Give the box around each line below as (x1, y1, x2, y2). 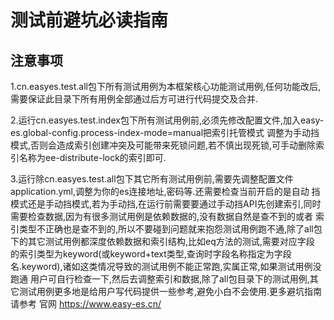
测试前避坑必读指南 (10, 9, 169, 32)
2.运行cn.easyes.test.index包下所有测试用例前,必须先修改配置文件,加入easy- (10, 114, 325, 126)
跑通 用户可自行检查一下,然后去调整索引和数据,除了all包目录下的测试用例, (10, 273, 310, 285)
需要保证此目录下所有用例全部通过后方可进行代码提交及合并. (10, 93, 259, 105)
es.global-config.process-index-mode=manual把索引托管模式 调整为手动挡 (10, 127, 320, 138)
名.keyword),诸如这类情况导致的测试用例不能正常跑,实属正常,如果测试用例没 (10, 261, 322, 272)
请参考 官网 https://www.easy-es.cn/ (10, 298, 162, 310)
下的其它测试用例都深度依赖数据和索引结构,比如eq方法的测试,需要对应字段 (10, 236, 315, 247)
